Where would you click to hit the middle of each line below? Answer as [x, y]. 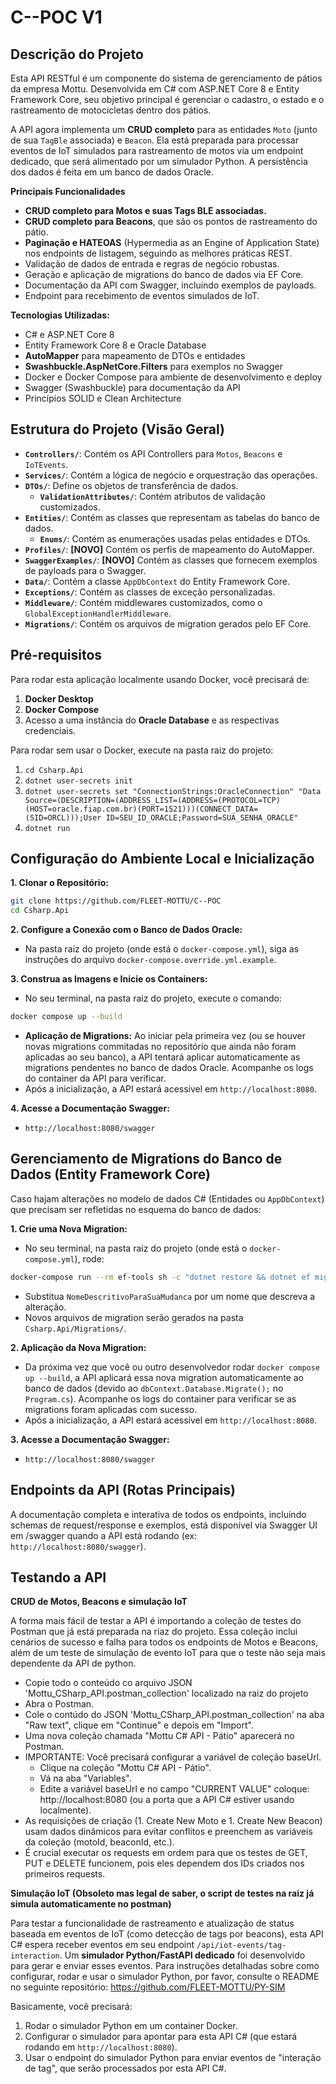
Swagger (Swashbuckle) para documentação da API [132, 387]
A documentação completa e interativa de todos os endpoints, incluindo [158, 1514]
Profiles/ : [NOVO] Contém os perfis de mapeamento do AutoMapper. [169, 549]
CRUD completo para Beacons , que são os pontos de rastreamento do [171, 221]
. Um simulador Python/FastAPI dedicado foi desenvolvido [182, 1955]
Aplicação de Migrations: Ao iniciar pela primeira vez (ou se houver [165, 1036]
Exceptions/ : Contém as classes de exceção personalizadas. [150, 592]
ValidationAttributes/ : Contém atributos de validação [152, 496]
